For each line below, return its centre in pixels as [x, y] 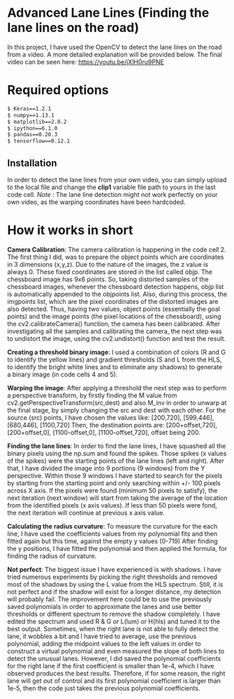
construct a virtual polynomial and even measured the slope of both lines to [116, 651]
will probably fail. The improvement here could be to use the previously [109, 599]
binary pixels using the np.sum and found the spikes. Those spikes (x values [117, 453]
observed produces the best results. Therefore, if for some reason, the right [116, 673]
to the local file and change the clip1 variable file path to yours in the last [111, 187]
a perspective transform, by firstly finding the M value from [92, 395]
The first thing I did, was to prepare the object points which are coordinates [116, 257]
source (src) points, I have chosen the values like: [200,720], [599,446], [111, 418]
